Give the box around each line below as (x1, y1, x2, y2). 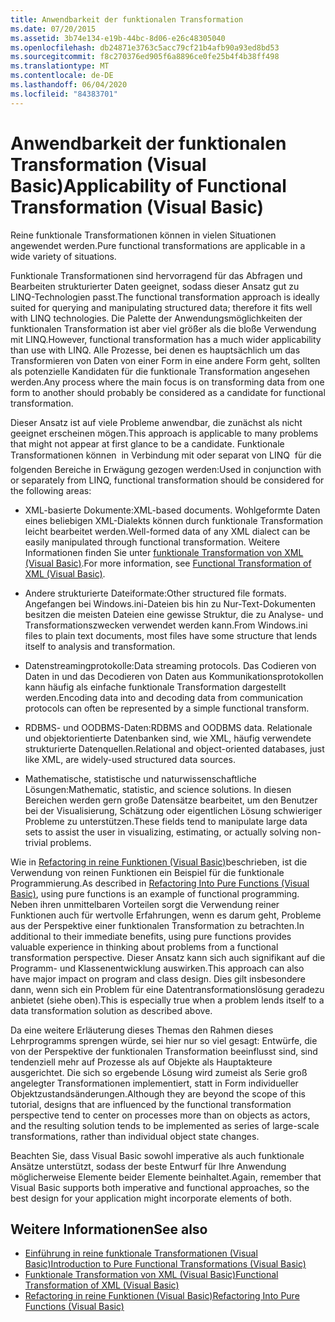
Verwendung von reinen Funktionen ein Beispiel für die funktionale (10, 866, 285, 878)
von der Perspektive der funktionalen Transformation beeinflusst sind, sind (10, 1045, 318, 1057)
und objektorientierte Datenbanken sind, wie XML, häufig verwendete (24, 732, 312, 744)
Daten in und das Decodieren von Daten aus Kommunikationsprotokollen (24, 670, 324, 682)
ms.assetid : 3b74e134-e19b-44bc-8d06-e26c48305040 (10, 33, 226, 43)
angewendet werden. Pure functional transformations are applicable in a (10, 239, 306, 251)
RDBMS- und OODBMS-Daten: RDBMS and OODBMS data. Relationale (24, 721, 313, 733)
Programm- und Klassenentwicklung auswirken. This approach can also (10, 962, 305, 974)
